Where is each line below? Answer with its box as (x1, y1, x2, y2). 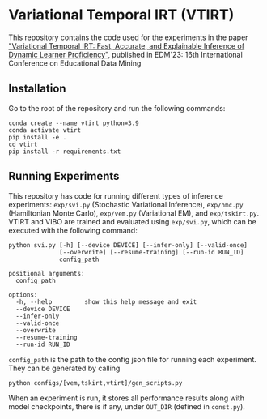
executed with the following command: (8, 225, 138, 235)
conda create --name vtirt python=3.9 (8, 119, 139, 127)
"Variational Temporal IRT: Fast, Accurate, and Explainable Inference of (8, 41, 245, 50)
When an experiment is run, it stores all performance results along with (8, 393, 245, 403)
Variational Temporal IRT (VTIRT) (8, 6, 235, 24)
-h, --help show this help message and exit (15, 297, 197, 306)
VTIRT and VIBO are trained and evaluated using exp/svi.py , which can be (8, 216, 256, 226)
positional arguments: (8, 269, 85, 277)
